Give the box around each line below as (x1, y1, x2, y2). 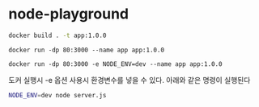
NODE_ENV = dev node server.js (8, 91, 107, 99)
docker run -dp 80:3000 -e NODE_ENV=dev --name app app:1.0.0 (8, 60, 223, 68)
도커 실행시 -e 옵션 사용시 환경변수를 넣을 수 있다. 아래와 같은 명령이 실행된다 (8, 75, 251, 84)
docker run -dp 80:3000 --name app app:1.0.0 (8, 46, 164, 54)
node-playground (8, 5, 129, 23)
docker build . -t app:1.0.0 (8, 31, 107, 39)
